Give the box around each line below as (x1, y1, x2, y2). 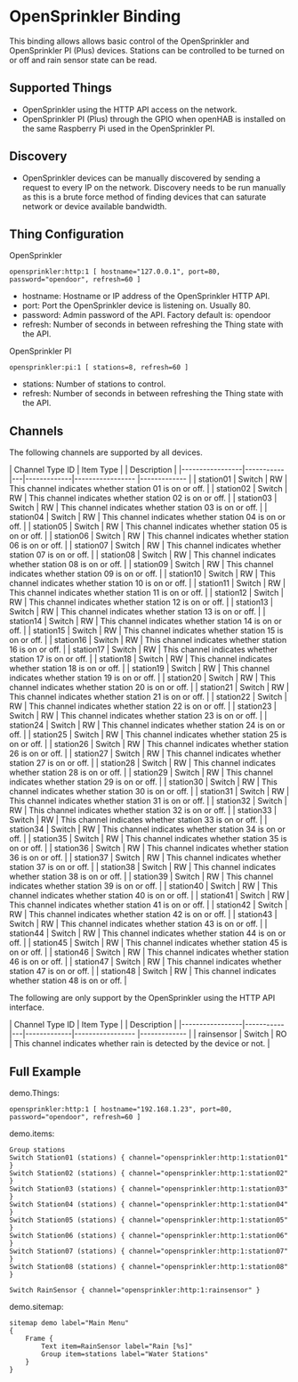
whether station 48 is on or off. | (9, 975, 127, 986)
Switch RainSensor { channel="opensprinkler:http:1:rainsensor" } (9, 1286, 261, 1295)
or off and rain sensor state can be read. (9, 54, 157, 65)
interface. (9, 1002, 44, 1012)
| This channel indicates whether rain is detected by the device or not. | (9, 1038, 270, 1049)
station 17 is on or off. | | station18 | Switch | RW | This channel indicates (9, 654, 273, 664)
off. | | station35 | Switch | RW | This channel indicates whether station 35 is (9, 833, 287, 844)
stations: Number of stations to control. (21, 378, 166, 389)
